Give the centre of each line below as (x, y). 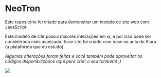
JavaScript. (17, 27)
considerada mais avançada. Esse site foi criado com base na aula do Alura (81, 41)
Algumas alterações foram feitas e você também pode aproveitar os (74, 56)
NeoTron (23, 8)
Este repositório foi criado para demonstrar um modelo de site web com (77, 22)
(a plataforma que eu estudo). (35, 47)
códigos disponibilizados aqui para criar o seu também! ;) (63, 61)
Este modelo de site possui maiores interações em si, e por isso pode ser (78, 36)
